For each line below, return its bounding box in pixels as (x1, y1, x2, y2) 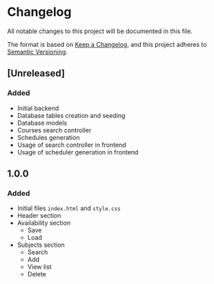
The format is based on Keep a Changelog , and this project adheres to (7, 40, 207, 48)
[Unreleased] (7, 68, 66, 79)
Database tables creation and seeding (17, 111, 126, 119)
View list (27, 263, 52, 271)
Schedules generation (17, 133, 80, 141)
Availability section (17, 219, 71, 227)
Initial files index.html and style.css (17, 204, 121, 212)
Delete (27, 270, 47, 278)
